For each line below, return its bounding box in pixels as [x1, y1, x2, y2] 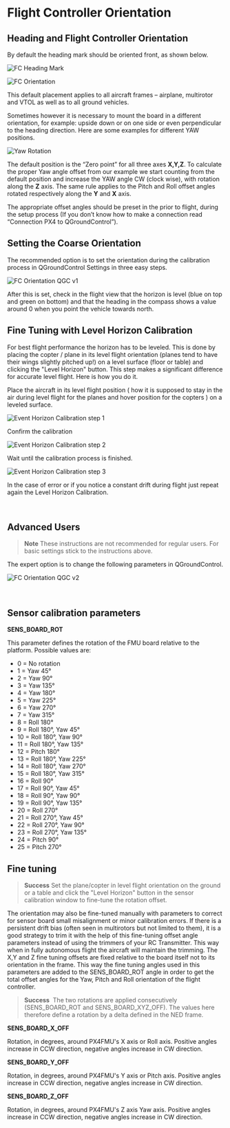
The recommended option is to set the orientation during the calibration [7, 255, 210, 264]
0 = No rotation [17, 659, 61, 668]
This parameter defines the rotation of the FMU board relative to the [7, 639, 200, 647]
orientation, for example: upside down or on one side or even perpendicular [7, 119, 222, 127]
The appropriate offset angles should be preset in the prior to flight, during [7, 203, 219, 211]
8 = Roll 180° [17, 718, 54, 726]
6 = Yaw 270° [17, 703, 56, 712]
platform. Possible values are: [7, 646, 92, 654]
